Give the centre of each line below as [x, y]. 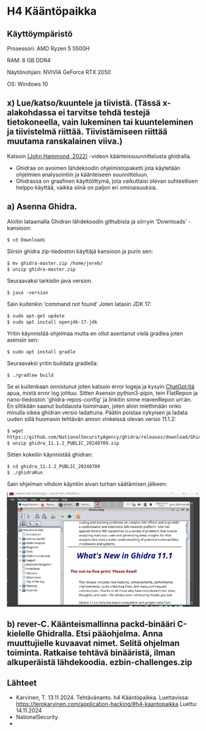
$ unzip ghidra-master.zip [41, 269]
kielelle [21, 634]
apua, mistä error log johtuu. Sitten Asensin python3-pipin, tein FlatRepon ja [102, 393]
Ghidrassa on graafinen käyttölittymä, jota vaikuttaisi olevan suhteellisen [107, 181]
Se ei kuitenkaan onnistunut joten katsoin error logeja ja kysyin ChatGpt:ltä [101, 386]
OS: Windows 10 [28, 84]
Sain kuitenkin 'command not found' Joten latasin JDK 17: [79, 304]
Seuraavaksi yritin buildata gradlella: [53, 363]
